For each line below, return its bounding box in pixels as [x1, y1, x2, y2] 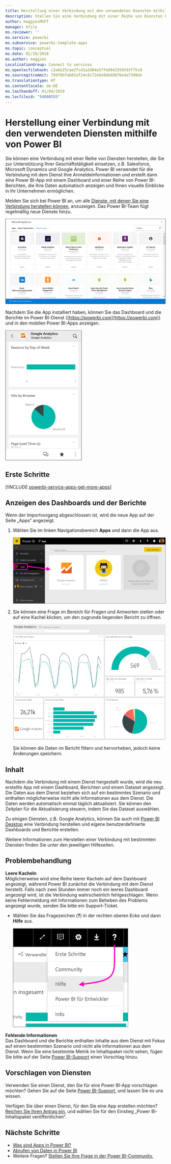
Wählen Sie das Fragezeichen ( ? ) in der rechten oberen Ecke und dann [12, 912, 161, 918]
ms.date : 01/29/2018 [5, 51, 49, 56]
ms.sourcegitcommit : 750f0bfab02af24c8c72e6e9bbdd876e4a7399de [5, 73, 142, 78]
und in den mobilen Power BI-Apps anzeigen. [5, 320, 100, 326]
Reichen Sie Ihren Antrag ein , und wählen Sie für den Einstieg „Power [5, 1108, 151, 1114]
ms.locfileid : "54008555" [5, 94, 60, 99]
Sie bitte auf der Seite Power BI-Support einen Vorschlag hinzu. [5, 1053, 138, 1060]
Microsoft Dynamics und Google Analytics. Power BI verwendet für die [5, 166, 153, 172]
